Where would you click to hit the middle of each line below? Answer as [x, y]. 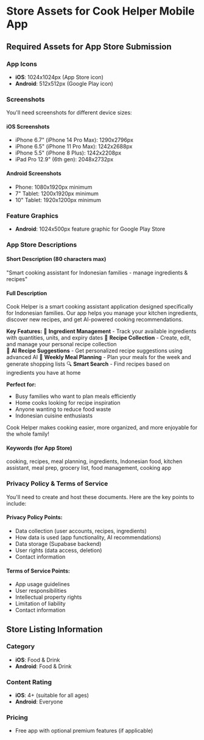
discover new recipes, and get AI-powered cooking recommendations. [95, 319]
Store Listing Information [55, 629]
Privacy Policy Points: [34, 517]
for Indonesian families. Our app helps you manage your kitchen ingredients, [102, 313]
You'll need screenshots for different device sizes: [69, 113]
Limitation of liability [40, 604]
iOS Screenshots [28, 127]
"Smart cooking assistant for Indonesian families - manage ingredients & [97, 273]
